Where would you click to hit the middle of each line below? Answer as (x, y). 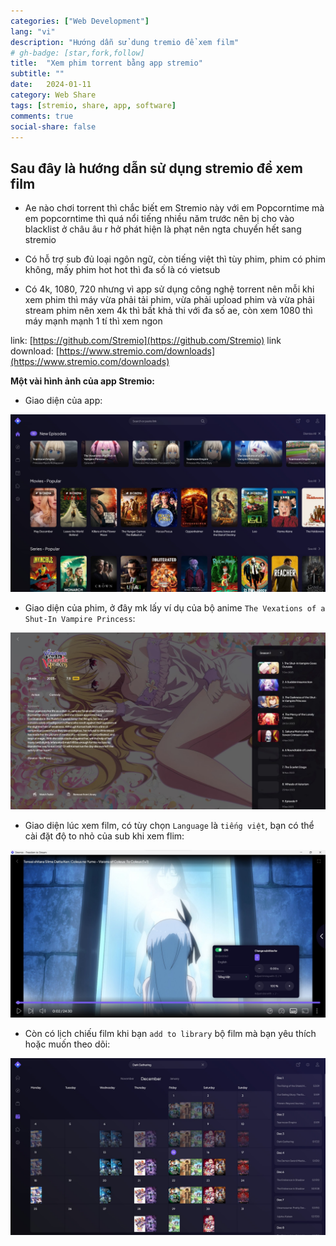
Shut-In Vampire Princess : (80, 618)
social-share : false (53, 126)
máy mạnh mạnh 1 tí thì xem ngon (93, 321)
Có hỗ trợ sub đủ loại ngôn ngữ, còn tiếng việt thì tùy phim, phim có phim (175, 259)
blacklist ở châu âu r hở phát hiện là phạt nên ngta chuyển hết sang (163, 229)
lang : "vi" (33, 31)
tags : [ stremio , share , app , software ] (93, 105)
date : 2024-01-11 (51, 85)
